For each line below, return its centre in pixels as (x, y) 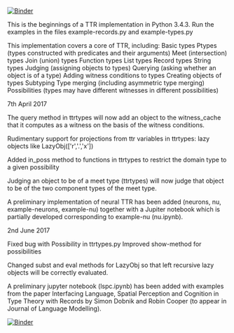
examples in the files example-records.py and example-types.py (100, 32)
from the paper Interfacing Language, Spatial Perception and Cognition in (113, 294)
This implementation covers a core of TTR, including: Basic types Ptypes (112, 45)
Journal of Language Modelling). (54, 308)
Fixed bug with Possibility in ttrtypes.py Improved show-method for (104, 244)
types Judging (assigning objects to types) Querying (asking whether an (112, 68)
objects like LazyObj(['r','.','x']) (50, 146)
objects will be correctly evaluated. (58, 273)
